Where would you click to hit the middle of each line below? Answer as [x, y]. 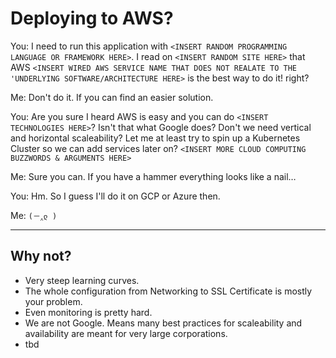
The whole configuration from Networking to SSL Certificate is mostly [168, 291]
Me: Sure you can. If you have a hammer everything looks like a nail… [153, 176]
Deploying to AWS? [92, 18]
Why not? [41, 256]
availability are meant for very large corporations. [126, 333]
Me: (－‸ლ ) [34, 215]
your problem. [53, 301]
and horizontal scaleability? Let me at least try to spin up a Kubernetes [155, 138]
